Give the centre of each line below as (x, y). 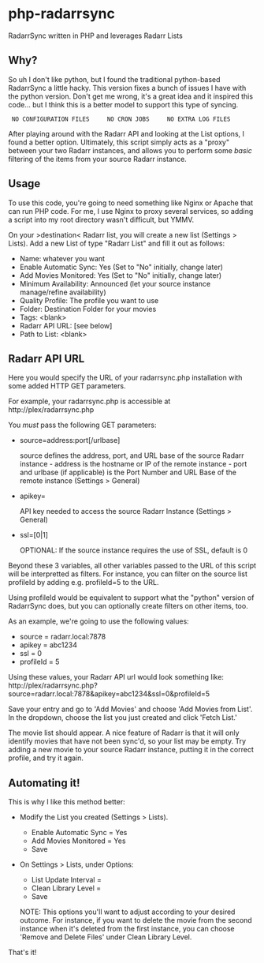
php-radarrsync (62, 14)
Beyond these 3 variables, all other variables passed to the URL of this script (132, 566)
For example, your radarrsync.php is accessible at (89, 401)
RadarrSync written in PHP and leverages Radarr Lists (95, 36)
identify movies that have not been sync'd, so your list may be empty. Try (127, 741)
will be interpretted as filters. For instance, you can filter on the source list (128, 574)
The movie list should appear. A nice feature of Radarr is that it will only (124, 733)
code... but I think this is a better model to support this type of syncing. (123, 104)
